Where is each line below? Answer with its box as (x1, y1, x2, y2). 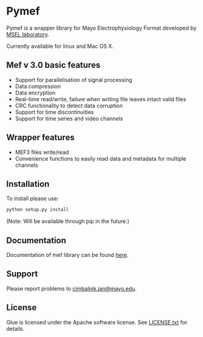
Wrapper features (6, 132, 75, 143)
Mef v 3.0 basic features (6, 60, 101, 70)
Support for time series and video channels (15, 115, 123, 122)
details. (6, 325, 25, 332)
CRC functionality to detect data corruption (15, 102, 123, 109)
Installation (6, 179, 50, 189)
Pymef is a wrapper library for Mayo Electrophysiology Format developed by (6, 24, 197, 32)
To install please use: (6, 195, 59, 202)
